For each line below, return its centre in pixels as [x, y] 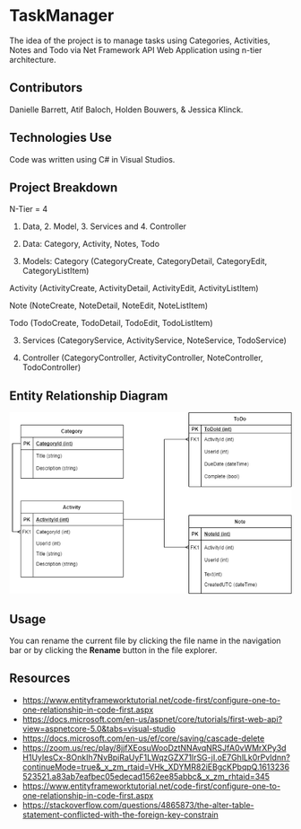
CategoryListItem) [56, 271]
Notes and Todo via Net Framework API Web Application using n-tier [136, 49]
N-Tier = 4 [28, 209]
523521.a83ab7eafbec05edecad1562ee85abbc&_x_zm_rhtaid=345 [146, 776]
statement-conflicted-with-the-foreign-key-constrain [120, 815]
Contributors [46, 88]
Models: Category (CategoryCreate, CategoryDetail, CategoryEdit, [145, 261]
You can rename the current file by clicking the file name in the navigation [145, 641]
